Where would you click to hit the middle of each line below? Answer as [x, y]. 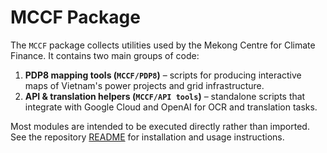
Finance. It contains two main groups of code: [105, 55]
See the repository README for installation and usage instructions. [147, 137]
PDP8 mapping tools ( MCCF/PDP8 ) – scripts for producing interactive [163, 75]
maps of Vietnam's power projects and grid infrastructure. [144, 85]
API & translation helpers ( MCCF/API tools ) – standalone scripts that [165, 96]
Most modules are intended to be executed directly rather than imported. [160, 126]
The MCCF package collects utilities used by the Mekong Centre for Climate [163, 45]
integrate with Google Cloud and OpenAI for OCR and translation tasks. [171, 107]
